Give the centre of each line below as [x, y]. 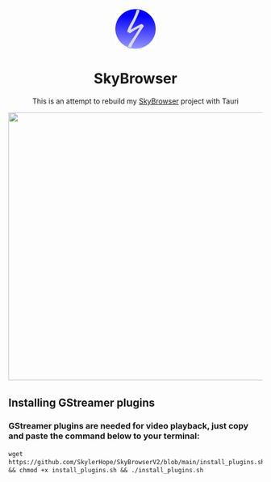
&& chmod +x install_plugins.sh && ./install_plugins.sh [106, 470]
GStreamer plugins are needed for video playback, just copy [128, 426]
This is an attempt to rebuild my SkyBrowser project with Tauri [135, 101]
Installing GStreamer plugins [82, 403]
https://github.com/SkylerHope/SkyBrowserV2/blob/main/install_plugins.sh [137, 462]
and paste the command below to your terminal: [104, 436]
